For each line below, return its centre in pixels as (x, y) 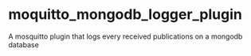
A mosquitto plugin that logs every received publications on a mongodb (125, 36)
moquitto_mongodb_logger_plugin (125, 15)
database (24, 44)
